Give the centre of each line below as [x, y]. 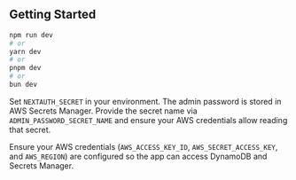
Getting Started [53, 15]
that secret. [30, 129]
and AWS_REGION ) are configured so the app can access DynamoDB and [138, 156]
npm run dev [31, 35]
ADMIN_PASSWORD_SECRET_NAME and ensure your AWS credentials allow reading [148, 120]
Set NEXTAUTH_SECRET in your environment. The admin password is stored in [145, 101]
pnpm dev [25, 68]
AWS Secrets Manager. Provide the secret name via [103, 111]
